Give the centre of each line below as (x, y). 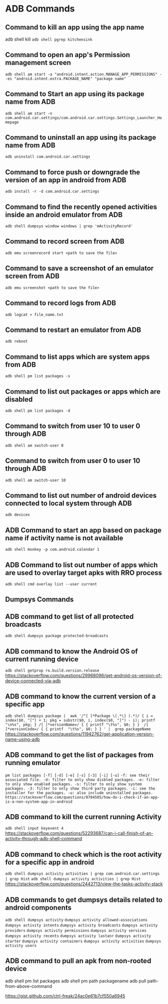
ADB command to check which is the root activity (83, 854)
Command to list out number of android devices (81, 495)
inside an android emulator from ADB (64, 215)
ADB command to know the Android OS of (72, 651)
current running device (42, 659)
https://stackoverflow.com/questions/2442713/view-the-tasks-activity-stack (84, 884)
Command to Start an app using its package (75, 94)
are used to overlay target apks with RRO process (84, 573)
